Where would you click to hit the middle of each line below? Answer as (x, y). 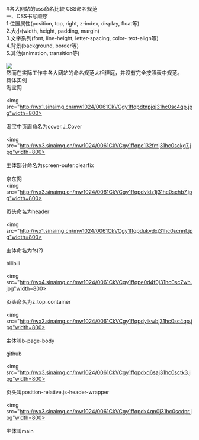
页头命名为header (28, 211)
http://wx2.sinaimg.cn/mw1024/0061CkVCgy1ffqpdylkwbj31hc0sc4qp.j (106, 321)
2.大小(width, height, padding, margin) (53, 31)
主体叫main (20, 431)
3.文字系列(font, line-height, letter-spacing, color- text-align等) (82, 38)
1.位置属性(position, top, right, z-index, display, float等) (73, 23)
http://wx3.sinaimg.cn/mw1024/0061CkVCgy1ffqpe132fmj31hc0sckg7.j (105, 146)
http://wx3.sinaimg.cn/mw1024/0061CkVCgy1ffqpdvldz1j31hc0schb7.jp (106, 192)
